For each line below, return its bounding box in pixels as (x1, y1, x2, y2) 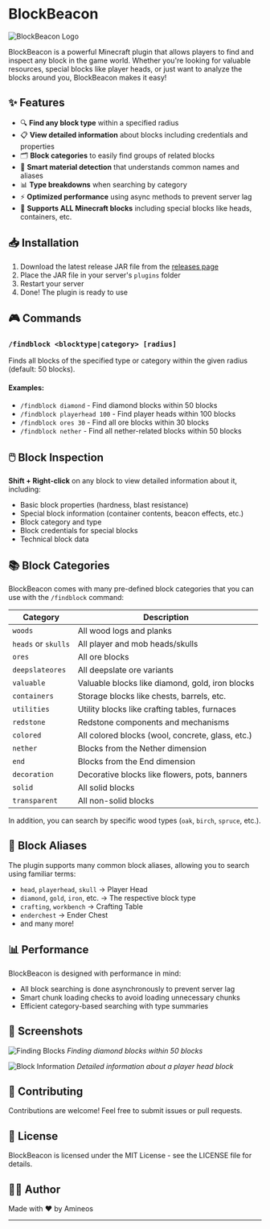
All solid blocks (77, 782, 135, 793)
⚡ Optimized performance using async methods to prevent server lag (19, 191, 252, 201)
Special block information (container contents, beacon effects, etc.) (19, 508, 244, 519)
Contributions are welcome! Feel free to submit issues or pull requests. (8, 1106, 243, 1116)
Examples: (8, 383, 44, 393)
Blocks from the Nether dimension (77, 743, 207, 754)
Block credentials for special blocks (19, 526, 138, 536)
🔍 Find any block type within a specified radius (19, 117, 179, 127)
